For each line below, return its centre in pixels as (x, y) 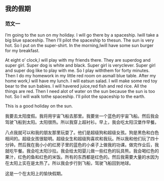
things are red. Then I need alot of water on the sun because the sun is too (80, 91)
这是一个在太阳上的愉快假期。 (35, 173)
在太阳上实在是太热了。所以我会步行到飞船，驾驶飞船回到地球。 (69, 163)
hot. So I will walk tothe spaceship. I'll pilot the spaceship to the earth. (75, 96)
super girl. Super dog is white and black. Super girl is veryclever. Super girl (80, 65)
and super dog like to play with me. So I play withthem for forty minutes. (77, 70)
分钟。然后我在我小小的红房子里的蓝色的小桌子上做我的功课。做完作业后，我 (82, 145)
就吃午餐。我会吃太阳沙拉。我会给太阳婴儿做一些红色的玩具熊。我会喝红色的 (82, 151)
